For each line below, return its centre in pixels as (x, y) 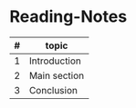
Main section (57, 75)
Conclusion (53, 90)
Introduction (55, 61)
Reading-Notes (68, 17)
